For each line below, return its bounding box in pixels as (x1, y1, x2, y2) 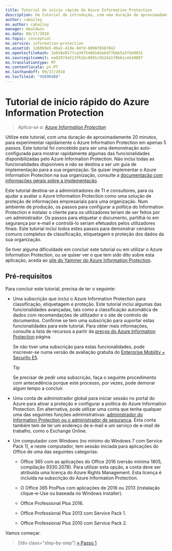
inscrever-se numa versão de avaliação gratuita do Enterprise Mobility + (12, 349, 165, 355)
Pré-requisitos (5, 272, 53, 281)
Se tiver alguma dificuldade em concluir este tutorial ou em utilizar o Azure (5, 246, 163, 252)
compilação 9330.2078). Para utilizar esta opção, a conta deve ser (20, 464, 161, 470)
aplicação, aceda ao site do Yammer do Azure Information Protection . (5, 257, 152, 263)
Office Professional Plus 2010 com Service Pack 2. (20, 520, 127, 526)
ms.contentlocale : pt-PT (5, 65, 58, 70)
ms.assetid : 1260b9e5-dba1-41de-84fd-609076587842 (5, 46, 116, 51)
